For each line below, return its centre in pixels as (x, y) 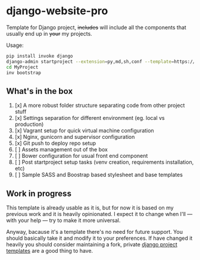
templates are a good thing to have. (50, 251)
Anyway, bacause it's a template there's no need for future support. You (95, 232)
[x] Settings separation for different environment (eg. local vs (90, 118)
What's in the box (40, 91)
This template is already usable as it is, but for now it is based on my (90, 208)
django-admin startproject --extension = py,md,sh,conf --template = (90, 61)
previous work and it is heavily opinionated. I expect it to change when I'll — (99, 214)
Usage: (15, 45)
